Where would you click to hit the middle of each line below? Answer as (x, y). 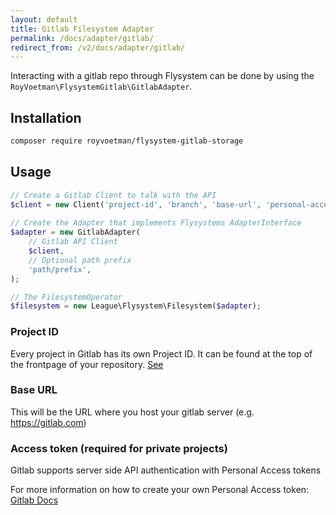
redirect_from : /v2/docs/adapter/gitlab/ (98, 47)
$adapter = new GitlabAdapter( (75, 232)
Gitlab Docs (34, 500)
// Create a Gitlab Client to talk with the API (113, 195)
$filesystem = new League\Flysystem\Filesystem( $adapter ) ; (136, 306)
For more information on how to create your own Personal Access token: (160, 490)
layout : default (44, 19)
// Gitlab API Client (73, 242)
